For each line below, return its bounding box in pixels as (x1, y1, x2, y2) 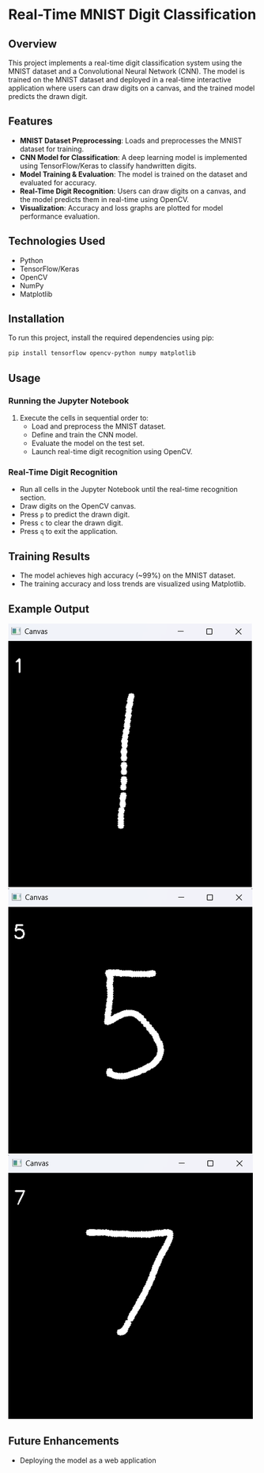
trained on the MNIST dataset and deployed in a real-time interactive (8, 75, 232, 84)
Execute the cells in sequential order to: (19, 414, 149, 422)
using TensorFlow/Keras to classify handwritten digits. (19, 161, 197, 170)
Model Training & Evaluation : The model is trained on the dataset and (19, 169, 247, 179)
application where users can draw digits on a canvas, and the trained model (8, 83, 255, 93)
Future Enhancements (8, 1434, 120, 1448)
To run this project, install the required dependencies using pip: (8, 333, 215, 342)
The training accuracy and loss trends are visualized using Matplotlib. (19, 579, 247, 589)
